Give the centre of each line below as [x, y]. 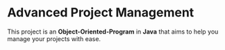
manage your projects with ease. [54, 38]
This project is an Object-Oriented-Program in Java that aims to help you [113, 32]
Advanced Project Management [101, 13]
